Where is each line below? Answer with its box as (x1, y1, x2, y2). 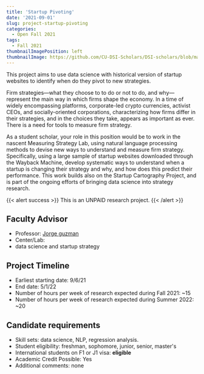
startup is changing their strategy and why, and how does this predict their (6, 165, 193, 172)
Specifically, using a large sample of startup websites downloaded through (6, 152, 193, 160)
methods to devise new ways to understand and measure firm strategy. (6, 146, 185, 153)
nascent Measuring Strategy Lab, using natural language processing (6, 139, 177, 146)
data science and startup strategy (15, 243, 100, 250)
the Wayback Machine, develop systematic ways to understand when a (6, 158, 185, 166)
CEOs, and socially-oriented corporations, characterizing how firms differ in (6, 108, 196, 115)
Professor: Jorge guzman (15, 230, 79, 237)
